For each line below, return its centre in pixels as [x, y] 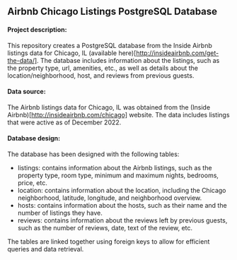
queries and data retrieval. [46, 249]
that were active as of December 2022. [64, 122]
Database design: [34, 138]
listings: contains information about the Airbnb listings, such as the [115, 168]
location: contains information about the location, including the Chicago [122, 190]
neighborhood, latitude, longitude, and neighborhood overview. [110, 198]
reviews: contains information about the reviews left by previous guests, [122, 220]
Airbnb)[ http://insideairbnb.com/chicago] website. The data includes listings [118, 114]
